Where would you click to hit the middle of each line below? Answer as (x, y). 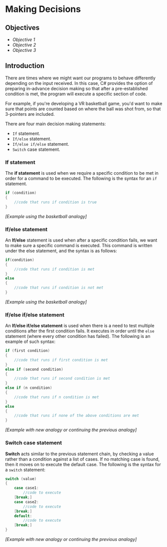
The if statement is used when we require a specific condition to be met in (82, 173)
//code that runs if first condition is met (61, 360)
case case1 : (26, 488)
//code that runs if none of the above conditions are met (77, 416)
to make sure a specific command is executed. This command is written (79, 245)
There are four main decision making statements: (56, 124)
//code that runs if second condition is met (62, 379)
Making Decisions (43, 9)
